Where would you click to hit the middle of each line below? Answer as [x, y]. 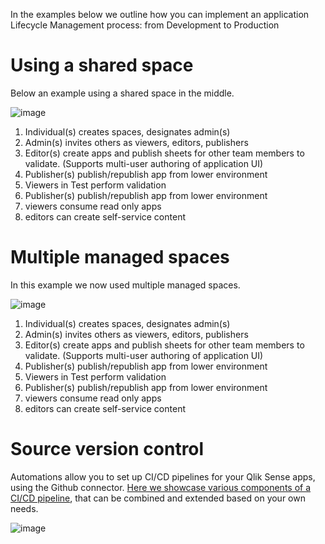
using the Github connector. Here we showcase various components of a [161, 487]
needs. [24, 508]
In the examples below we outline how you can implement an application [160, 14]
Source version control [107, 449]
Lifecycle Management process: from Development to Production [145, 25]
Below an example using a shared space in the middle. [122, 93]
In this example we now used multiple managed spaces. [125, 285]
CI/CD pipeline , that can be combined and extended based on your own [158, 498]
